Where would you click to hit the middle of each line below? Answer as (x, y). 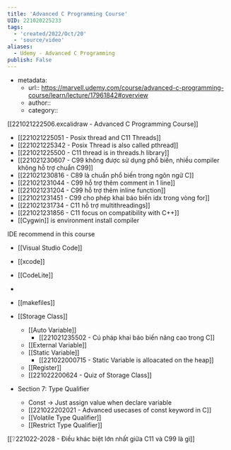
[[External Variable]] (57, 345)
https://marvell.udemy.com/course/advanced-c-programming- (133, 87)
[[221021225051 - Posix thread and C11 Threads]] (89, 137)
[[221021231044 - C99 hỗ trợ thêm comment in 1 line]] (96, 183)
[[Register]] (45, 367)
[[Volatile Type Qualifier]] (65, 417)
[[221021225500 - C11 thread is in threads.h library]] (93, 152)
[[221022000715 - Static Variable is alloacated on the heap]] (126, 360)
